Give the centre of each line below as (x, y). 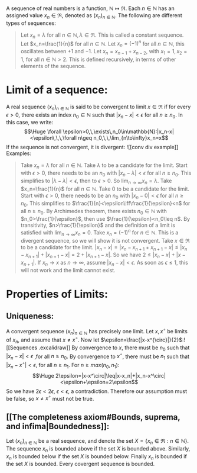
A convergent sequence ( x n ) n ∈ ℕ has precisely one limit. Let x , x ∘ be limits (97, 332)
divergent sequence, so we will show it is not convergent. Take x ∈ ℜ (105, 240)
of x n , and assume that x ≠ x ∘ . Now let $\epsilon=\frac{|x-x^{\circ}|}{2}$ (94, 340)
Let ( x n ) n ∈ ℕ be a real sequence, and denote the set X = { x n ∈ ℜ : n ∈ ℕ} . (98, 442)
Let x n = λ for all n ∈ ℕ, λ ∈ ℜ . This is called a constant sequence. (102, 36)
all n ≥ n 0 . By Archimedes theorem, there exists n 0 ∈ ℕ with (93, 212)
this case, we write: (30, 123)
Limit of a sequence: (57, 90)
